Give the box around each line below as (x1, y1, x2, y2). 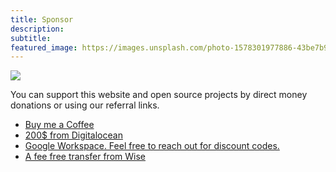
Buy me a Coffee (24, 119, 95, 131)
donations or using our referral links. (10, 99, 160, 111)
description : (10, 24, 65, 34)
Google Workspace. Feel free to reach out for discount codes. (24, 140, 280, 152)
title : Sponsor (10, 14, 74, 25)
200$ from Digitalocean (24, 129, 123, 141)
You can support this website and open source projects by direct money (10, 89, 308, 101)
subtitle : (10, 33, 52, 43)
